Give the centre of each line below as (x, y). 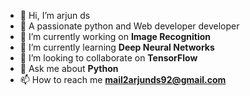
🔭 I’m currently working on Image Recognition (115, 36)
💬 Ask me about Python (69, 68)
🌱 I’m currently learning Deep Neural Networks (117, 47)
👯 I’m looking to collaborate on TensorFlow (108, 58)
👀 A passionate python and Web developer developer (129, 26)
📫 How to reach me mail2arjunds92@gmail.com (123, 79)
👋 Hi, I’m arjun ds (55, 15)
